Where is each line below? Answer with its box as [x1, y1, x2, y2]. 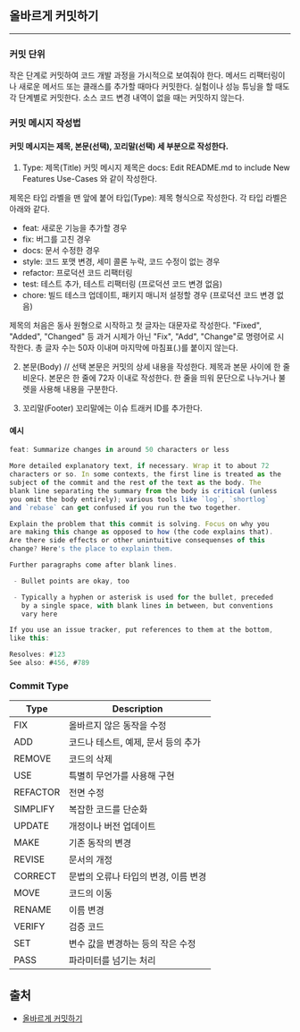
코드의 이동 [68, 887, 113, 900]
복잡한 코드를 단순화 [68, 804, 148, 816]
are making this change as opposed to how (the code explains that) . [9, 527, 274, 537]
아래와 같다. [9, 204, 51, 215]
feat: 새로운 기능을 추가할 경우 [21, 223, 128, 234]
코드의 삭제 [68, 753, 113, 765]
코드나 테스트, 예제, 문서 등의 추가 [68, 737, 201, 749]
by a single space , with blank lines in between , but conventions [21, 601, 274, 610]
